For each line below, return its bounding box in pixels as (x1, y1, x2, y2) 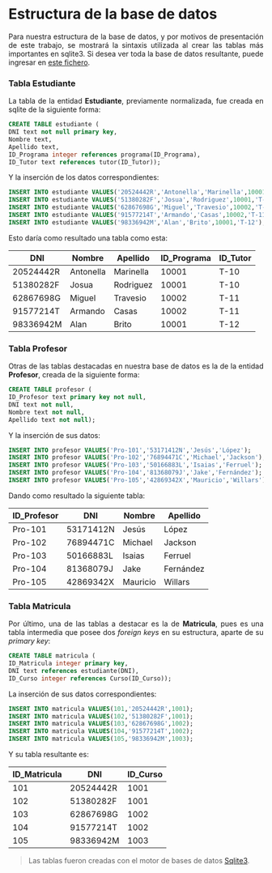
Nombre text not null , (8, 408, 85, 416)
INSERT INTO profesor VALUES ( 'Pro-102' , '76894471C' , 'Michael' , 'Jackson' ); (8, 454, 266, 462)
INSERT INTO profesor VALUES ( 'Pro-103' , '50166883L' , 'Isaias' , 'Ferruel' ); (8, 461, 263, 470)
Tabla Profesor (8, 343, 67, 354)
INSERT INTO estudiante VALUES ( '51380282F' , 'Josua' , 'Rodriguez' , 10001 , (8, 196, 255, 204)
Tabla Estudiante (8, 78, 76, 89)
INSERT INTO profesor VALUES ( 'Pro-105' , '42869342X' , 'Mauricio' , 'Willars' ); (8, 476, 270, 484)
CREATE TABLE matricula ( (8, 652, 96, 660)
